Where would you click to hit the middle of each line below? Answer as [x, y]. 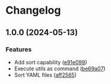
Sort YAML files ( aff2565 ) [45, 74]
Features [19, 49]
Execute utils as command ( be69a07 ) [60, 69]
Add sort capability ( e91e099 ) [50, 62]
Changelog [33, 10]
